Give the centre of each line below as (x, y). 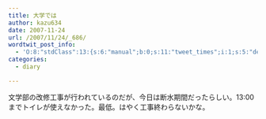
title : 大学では (32, 15)
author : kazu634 (35, 23)
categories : (28, 60)
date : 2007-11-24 (37, 30)
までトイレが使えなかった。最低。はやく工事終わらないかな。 (109, 106)
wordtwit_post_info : (42, 45)
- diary (28, 67)
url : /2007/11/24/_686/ (47, 37)
